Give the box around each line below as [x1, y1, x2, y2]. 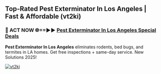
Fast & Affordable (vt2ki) [5, 13, 81, 21]
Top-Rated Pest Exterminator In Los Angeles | [5, 5, 147, 13]
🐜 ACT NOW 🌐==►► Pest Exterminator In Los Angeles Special [5, 27, 157, 34]
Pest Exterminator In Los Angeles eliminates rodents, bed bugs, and [5, 44, 144, 50]
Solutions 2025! [5, 54, 37, 60]
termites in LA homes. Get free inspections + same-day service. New [5, 49, 144, 55]
